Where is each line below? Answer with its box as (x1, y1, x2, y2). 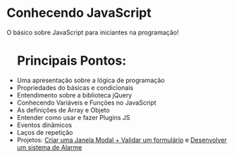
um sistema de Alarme (16, 143, 82, 152)
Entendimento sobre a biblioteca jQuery (16, 91, 133, 99)
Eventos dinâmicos (16, 121, 72, 129)
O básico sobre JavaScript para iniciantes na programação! (6, 28, 179, 37)
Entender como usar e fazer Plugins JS (16, 113, 131, 121)
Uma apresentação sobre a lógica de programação (16, 76, 165, 84)
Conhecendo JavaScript (6, 5, 152, 21)
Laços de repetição (16, 128, 73, 136)
